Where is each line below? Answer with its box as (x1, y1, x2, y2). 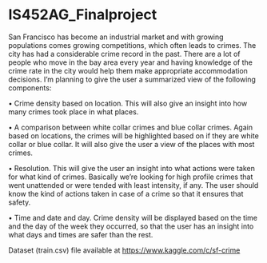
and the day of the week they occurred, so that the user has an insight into (8, 221, 254, 231)
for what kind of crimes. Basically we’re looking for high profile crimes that (8, 172, 253, 181)
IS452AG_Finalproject (8, 6, 157, 24)
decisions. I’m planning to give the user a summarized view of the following (8, 74, 256, 84)
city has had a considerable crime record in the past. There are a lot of (8, 49, 241, 58)
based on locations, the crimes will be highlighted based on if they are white (8, 130, 260, 141)
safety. (8, 197, 31, 207)
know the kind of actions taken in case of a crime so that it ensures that (8, 189, 244, 198)
